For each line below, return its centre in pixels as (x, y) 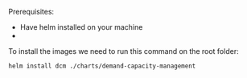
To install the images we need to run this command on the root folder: (123, 51)
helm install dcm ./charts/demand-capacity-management (102, 66)
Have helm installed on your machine (81, 27)
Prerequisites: (31, 12)
